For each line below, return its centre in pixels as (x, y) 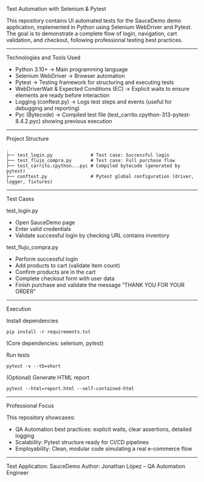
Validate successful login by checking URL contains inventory (92, 235)
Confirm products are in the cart (55, 272)
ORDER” (25, 291)
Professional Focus (30, 406)
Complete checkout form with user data (65, 278)
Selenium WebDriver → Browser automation (70, 76)
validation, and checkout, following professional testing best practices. (95, 40)
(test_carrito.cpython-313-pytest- (149, 115)
